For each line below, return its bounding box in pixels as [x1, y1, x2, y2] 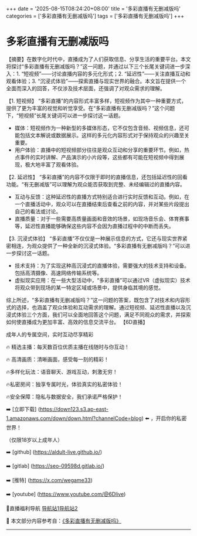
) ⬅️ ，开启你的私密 [141, 415, 187, 422]
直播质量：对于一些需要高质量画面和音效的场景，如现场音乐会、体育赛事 [14, 215, 189, 222]
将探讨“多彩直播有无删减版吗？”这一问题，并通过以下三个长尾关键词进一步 [6, 63, 186, 70]
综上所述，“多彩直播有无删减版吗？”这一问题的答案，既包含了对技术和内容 [6, 296, 186, 303]
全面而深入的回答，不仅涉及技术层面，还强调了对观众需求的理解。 [6, 84, 165, 92]
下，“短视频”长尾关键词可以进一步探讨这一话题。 [6, 112, 124, 119]
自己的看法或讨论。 [14, 207, 62, 215]
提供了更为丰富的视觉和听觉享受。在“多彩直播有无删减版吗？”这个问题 [6, 104, 175, 111]
